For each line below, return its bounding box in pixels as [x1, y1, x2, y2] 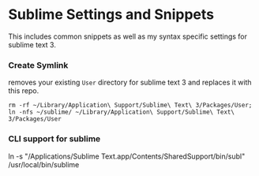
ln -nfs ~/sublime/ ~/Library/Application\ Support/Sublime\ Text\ [8, 108, 235, 116]
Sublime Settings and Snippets [8, 6, 215, 24]
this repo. [8, 86, 39, 95]
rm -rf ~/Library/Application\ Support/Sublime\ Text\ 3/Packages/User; [8, 101, 253, 110]
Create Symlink [8, 59, 69, 70]
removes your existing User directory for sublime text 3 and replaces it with [8, 77, 252, 88]
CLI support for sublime [8, 133, 101, 144]
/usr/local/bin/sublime [8, 159, 80, 169]
